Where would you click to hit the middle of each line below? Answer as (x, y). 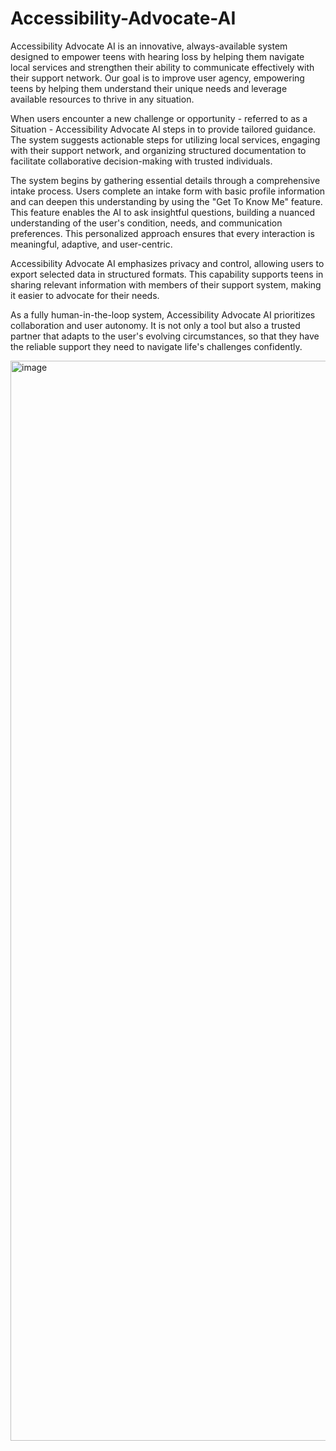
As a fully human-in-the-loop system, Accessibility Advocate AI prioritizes (163, 314)
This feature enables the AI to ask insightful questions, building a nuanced (163, 212)
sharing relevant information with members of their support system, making (166, 284)
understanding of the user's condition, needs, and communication (146, 223)
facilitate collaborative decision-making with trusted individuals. (141, 161)
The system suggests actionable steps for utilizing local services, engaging (165, 139)
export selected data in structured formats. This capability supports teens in (167, 274)
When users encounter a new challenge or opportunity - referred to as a (159, 118)
